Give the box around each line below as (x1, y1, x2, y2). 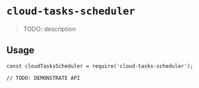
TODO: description (23, 25, 77, 33)
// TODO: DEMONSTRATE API (6, 74, 80, 81)
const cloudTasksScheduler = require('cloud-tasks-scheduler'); (6, 63, 194, 70)
